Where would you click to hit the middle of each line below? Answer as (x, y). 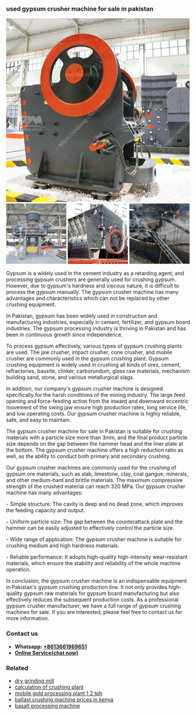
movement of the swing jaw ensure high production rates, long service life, (97, 407)
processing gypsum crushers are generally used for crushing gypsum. (91, 280)
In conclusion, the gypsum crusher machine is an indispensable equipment (97, 581)
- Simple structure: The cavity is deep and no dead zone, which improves (95, 504)
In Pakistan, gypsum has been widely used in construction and (82, 316)
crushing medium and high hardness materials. (63, 546)
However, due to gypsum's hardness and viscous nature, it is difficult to (93, 286)
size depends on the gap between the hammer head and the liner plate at (95, 444)
